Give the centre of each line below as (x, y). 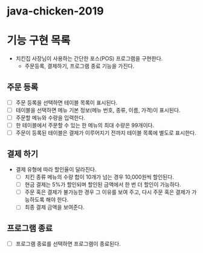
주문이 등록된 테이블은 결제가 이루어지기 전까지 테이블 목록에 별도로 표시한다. (106, 133)
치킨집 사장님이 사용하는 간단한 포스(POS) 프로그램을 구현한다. (89, 59)
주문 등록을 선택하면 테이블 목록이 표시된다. (66, 102)
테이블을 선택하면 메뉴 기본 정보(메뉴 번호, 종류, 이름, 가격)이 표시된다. (98, 110)
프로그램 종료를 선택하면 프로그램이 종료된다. (68, 244)
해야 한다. (57, 200)
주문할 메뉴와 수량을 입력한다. (50, 118)
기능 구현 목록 (39, 41)
